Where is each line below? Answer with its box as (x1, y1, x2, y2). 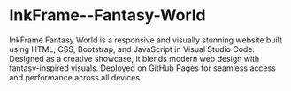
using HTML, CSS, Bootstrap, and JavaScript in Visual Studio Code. (9, 43, 255, 54)
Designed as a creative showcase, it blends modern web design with (9, 53, 260, 64)
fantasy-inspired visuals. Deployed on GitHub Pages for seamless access (9, 63, 276, 73)
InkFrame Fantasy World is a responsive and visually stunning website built (9, 34, 283, 45)
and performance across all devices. (9, 72, 142, 82)
